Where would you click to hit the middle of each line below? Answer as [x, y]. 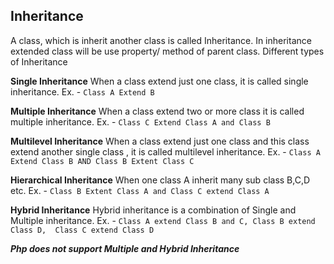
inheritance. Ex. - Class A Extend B [82, 91]
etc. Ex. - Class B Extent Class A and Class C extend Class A [140, 190]
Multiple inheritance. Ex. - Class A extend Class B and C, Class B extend [163, 220]
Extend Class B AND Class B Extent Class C [102, 161]
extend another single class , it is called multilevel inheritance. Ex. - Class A [165, 151]
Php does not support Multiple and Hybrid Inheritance [125, 248]
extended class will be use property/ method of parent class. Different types [167, 51]
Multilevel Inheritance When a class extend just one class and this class [160, 141]
